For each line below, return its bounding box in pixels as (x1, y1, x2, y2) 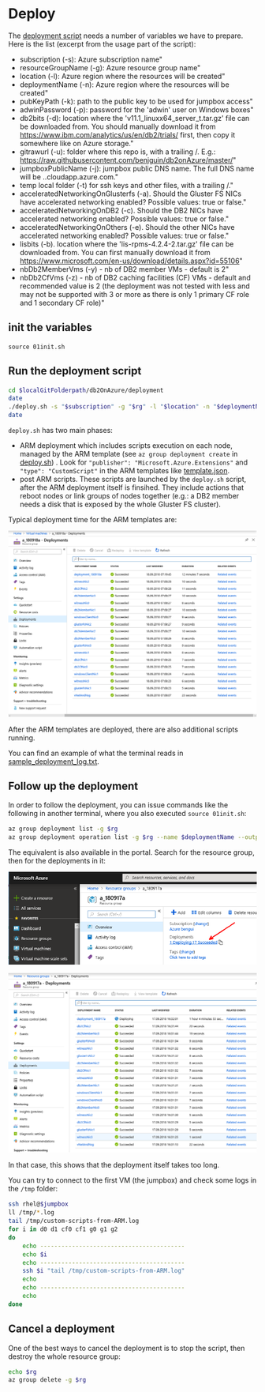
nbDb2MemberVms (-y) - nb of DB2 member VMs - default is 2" (19, 264, 230, 273)
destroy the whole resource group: (8, 1352, 121, 1361)
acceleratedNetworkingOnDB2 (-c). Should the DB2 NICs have (19, 205, 223, 215)
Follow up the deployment (8, 779, 139, 792)
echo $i (22, 1250, 47, 1258)
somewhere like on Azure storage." (19, 138, 134, 148)
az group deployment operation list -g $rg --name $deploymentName (8, 833, 235, 841)
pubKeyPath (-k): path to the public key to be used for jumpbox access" (19, 96, 254, 106)
